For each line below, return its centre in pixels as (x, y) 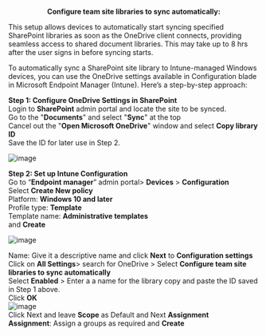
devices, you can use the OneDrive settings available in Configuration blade (133, 76)
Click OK (23, 298)
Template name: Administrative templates (78, 216)
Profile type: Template (45, 208)
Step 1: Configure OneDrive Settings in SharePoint (93, 100)
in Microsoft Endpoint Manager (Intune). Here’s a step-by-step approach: (128, 85)
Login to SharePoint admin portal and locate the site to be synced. (117, 109)
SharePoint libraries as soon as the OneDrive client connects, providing (125, 36)
